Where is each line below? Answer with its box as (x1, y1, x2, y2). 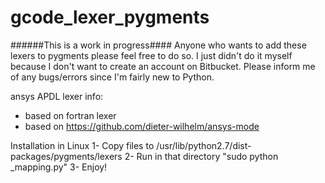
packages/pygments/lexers (10, 150, 123, 162)
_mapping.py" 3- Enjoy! (10, 161, 108, 173)
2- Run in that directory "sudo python (124, 150, 279, 162)
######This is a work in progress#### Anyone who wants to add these (10, 39, 307, 51)
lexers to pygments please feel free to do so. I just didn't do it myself (10, 49, 293, 61)
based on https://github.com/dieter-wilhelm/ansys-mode (24, 120, 260, 132)
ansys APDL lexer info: (10, 90, 104, 102)
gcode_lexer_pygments (10, 6, 210, 29)
